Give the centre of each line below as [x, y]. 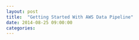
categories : [21, 28]
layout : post [22, 11]
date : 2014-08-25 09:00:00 [39, 22]
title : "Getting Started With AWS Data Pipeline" [70, 17]
